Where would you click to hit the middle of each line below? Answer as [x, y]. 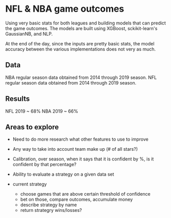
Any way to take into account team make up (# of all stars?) [75, 149]
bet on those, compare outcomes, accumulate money [77, 200]
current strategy [30, 184]
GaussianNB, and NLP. [29, 34]
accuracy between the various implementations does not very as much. [81, 49]
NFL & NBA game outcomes [65, 9]
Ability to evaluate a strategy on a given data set [63, 174]
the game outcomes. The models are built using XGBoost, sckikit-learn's [81, 28]
